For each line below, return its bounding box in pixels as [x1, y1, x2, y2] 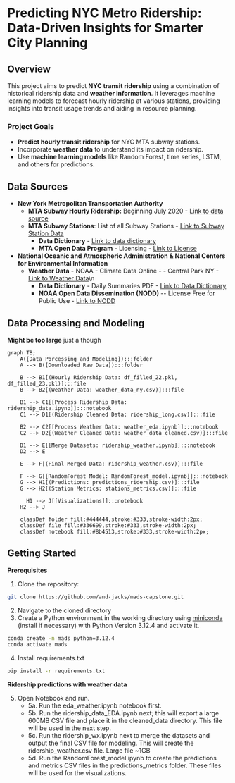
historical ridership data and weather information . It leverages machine [7, 90, 215, 97]
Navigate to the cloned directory [17, 606, 112, 615]
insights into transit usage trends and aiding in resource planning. [7, 104, 197, 112]
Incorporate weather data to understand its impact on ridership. [17, 145, 204, 154]
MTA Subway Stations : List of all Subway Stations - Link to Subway [27, 222, 225, 230]
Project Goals [7, 121, 55, 131]
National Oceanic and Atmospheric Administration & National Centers [17, 252, 226, 260]
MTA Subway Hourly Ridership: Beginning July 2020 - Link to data [27, 206, 224, 216]
